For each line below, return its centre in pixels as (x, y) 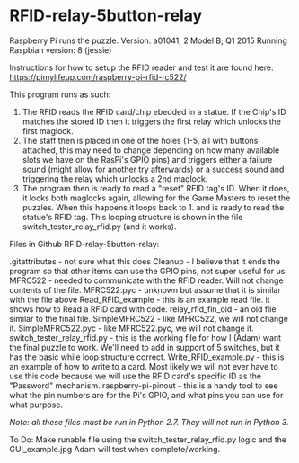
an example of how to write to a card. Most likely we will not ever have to (144, 366)
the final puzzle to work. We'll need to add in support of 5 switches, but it (145, 347)
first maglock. (48, 130)
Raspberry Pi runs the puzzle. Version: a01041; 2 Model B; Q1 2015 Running (148, 40)
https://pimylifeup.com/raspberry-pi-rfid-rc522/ (98, 76)
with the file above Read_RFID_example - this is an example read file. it (140, 299)
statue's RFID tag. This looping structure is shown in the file (132, 217)
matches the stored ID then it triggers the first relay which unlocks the (151, 121)
